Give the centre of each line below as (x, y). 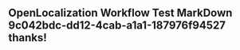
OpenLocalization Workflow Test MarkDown (120, 13)
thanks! (28, 38)
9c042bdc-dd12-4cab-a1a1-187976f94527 (117, 26)
